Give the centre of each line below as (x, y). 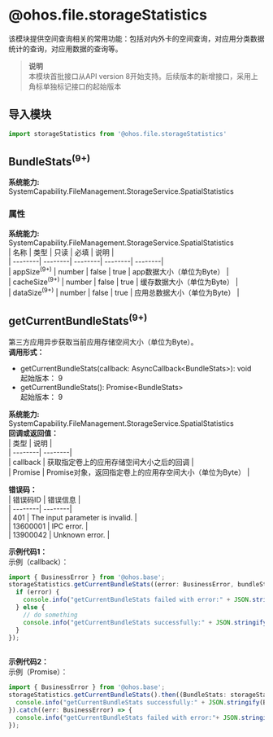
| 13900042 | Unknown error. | (59, 534)
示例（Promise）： (38, 672)
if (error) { (38, 592)
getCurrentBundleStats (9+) (78, 320)
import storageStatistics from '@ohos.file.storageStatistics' (118, 134)
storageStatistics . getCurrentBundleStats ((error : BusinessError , (121, 585)
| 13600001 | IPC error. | (48, 526)
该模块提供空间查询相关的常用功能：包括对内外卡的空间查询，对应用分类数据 (136, 38)
